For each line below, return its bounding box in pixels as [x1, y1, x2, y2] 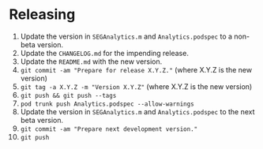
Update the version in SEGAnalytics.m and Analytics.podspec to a [20, 32, 232, 41]
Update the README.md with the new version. [20, 57, 163, 66]
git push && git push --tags [20, 91, 117, 99]
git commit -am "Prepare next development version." [20, 125, 198, 133]
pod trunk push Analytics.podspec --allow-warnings [20, 100, 194, 108]
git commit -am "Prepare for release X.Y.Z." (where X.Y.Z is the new [20, 65, 252, 74]
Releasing [9, 6, 76, 24]
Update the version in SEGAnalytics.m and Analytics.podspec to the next [20, 106, 255, 116]
